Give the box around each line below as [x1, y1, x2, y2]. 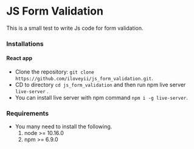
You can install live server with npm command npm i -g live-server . [15, 94, 189, 102]
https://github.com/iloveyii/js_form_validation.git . [15, 75, 153, 82]
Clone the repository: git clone [15, 68, 94, 75]
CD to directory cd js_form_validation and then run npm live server [15, 81, 186, 89]
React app [6, 55, 33, 62]
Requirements [6, 109, 49, 117]
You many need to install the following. [15, 123, 113, 130]
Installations [6, 40, 44, 48]
